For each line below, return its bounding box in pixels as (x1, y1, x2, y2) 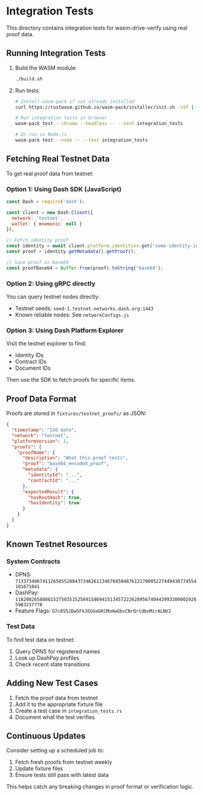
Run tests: (14, 86, 40, 94)
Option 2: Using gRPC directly (6, 279, 95, 287)
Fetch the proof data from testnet (14, 694, 98, 701)
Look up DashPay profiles (14, 654, 80, 661)
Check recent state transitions (14, 660, 91, 668)
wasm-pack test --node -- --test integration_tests (14, 137, 148, 143)
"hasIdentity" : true (28, 500, 80, 506)
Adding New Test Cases (6, 678, 98, 688)
